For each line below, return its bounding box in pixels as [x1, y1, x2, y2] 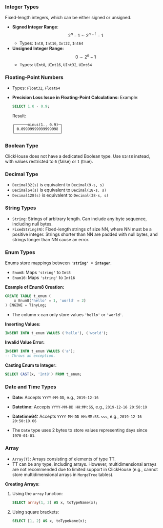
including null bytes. [12, 221, 53, 226]
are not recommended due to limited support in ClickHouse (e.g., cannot [12, 466, 158, 472]
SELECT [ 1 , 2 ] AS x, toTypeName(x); [12, 518, 87, 523]
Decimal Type [5, 171, 39, 177]
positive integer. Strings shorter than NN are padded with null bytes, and [12, 231, 158, 237]
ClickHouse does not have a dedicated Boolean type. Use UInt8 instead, [5, 153, 150, 159]
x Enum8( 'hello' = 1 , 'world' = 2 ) [14, 298, 86, 303]
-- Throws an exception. [5, 353, 56, 358]
